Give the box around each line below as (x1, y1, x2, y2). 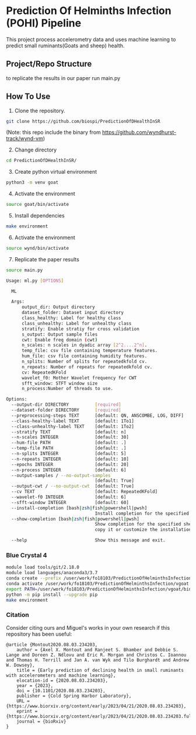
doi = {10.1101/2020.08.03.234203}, (16, 688, 106, 693)
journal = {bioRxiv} (16, 718, 66, 724)
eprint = (16, 708, 38, 714)
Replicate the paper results (14, 256, 80, 263)
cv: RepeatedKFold (21, 370, 66, 375)
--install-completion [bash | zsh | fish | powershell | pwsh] (11, 505, 148, 511)
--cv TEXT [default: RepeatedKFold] (11, 489, 158, 495)
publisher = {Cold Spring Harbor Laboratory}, (16, 693, 132, 699)
